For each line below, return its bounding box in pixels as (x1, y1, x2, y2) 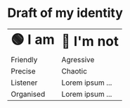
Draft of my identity (7, 5, 123, 21)
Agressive (61, 54, 95, 64)
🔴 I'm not (61, 33, 119, 50)
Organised (11, 89, 46, 99)
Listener (11, 78, 38, 88)
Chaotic (61, 66, 88, 76)
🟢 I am (11, 30, 55, 47)
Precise (11, 66, 37, 76)
